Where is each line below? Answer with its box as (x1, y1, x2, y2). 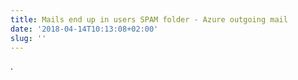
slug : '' (10, 33, 47, 43)
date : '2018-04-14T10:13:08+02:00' (10, 24, 159, 34)
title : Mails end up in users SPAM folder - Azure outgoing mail (10, 14, 288, 25)
